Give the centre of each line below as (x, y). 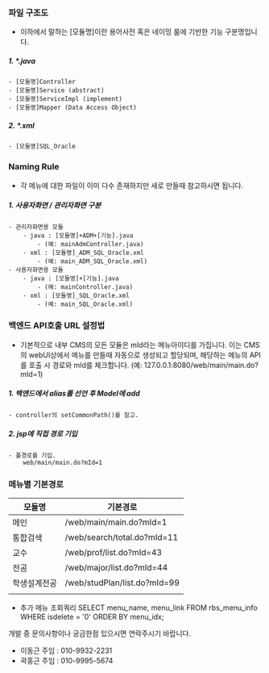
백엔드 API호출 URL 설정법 (57, 326)
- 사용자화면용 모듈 (36, 270)
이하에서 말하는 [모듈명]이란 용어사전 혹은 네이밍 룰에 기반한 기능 (122, 32)
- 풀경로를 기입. (32, 455)
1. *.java (22, 61)
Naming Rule (34, 167)
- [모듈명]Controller (42, 82)
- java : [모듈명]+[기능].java (71, 278)
